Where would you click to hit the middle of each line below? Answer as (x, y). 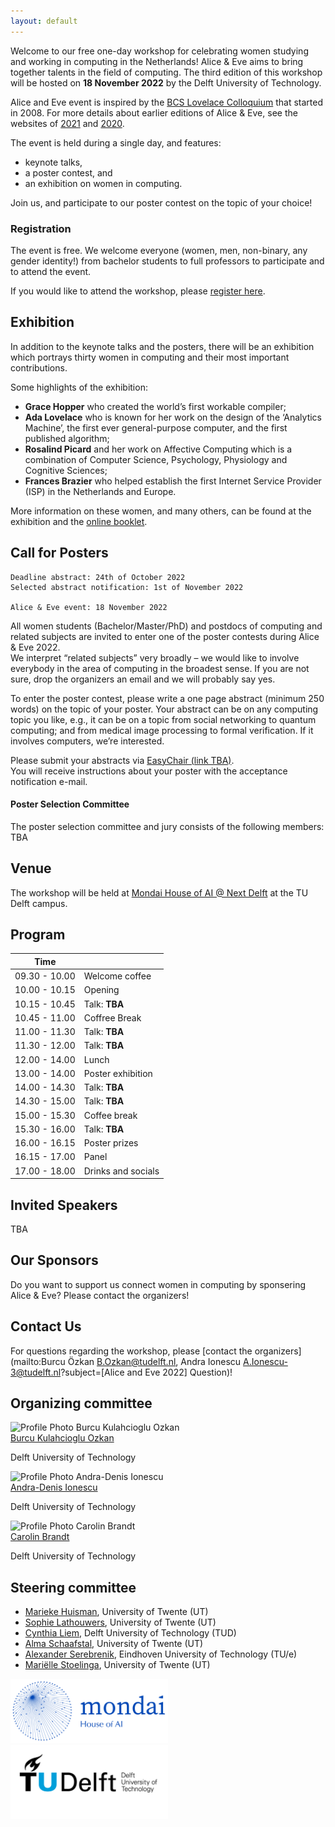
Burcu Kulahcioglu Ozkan (62, 1438)
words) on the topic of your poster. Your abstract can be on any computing (164, 709)
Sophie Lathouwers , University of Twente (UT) (120, 1622)
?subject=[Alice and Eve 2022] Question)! (146, 1372)
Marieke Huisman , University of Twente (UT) (116, 1612)
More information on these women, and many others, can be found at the (161, 511)
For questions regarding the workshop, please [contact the (131, 1351)
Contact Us (46, 1326)
